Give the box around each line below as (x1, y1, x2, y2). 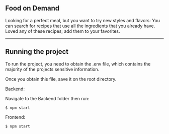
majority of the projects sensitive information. (5, 66, 100, 72)
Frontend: (5, 114, 26, 120)
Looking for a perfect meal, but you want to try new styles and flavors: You (5, 17, 160, 23)
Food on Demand (5, 4, 59, 13)
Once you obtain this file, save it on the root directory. (5, 76, 117, 82)
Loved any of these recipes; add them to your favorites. (5, 28, 120, 34)
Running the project (5, 47, 69, 56)
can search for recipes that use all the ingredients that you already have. (5, 23, 155, 29)
